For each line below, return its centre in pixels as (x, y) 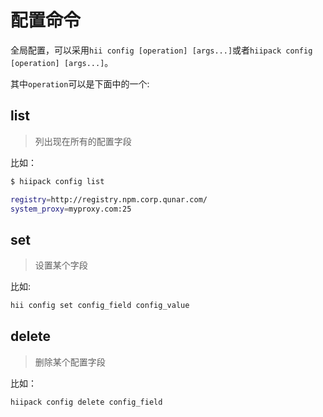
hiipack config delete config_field (86, 402)
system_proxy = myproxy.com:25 (71, 209)
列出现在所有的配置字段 (83, 141)
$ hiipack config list (57, 181)
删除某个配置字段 (70, 362)
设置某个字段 (61, 265)
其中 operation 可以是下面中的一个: (80, 83)
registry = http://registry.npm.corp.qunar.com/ (109, 199)
